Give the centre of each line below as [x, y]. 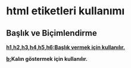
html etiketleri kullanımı [65, 11]
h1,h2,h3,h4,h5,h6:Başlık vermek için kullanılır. [65, 47]
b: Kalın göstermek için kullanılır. [47, 59]
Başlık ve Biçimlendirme [52, 33]
